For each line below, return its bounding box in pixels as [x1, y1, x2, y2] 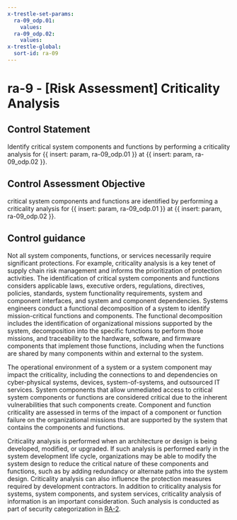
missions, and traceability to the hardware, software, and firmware [7, 334, 201, 342]
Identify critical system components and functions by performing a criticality [7, 142, 231, 151]
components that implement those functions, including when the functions [7, 341, 224, 350]
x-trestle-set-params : [7, 10, 74, 18]
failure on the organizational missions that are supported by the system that [7, 415, 228, 424]
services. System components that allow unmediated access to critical [7, 385, 213, 394]
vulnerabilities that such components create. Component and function [7, 400, 212, 409]
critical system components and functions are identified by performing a [7, 196, 218, 205]
